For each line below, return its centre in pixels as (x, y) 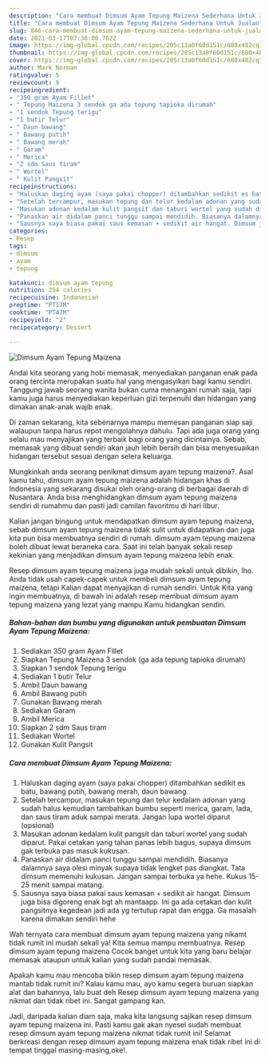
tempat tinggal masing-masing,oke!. (68, 1050)
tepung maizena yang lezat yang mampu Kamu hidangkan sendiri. (118, 604)
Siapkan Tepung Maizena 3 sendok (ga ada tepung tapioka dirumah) (133, 659)
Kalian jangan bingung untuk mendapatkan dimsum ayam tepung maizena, (132, 521)
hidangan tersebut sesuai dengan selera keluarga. (91, 456)
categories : (29, 231)
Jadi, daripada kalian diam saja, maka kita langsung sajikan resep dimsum (131, 1017)
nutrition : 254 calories (50, 290)
